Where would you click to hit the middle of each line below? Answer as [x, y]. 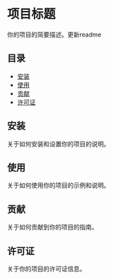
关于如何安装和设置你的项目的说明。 [59, 144]
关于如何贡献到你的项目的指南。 [52, 227]
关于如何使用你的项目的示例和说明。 [59, 185]
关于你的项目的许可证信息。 [47, 269]
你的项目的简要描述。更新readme [54, 34]
